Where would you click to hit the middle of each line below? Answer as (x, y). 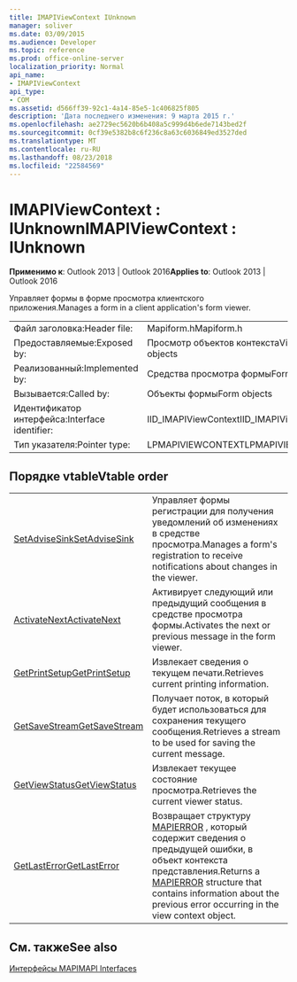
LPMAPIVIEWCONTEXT (196, 445)
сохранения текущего (199, 721)
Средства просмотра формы (209, 374)
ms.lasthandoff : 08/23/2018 (61, 157)
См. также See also (63, 947)
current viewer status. (197, 801)
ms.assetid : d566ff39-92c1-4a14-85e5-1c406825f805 (104, 108)
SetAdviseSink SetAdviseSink (74, 539)
